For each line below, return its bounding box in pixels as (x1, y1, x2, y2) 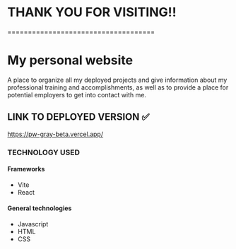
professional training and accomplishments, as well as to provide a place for (7, 83, 229, 92)
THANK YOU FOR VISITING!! (7, 4, 177, 20)
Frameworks (7, 165, 45, 174)
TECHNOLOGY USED (7, 147, 80, 157)
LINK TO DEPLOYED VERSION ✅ (7, 111, 150, 123)
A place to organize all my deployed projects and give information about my (7, 75, 228, 84)
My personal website (7, 52, 134, 68)
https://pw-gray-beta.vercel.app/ (7, 130, 104, 138)
